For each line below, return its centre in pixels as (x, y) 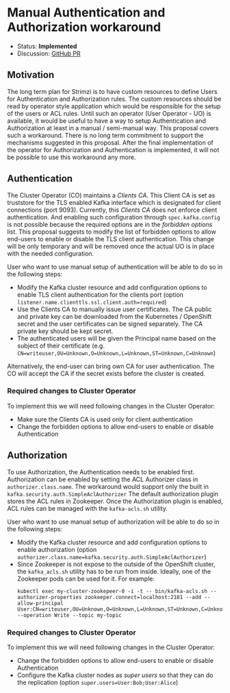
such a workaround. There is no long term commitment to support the (105, 135)
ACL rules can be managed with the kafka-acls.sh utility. (87, 508)
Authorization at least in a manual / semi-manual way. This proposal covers (113, 127)
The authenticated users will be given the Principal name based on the (116, 338)
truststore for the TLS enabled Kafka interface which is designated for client (114, 202)
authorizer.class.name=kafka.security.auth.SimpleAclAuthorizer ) (112, 557)
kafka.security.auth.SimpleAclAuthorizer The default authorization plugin (113, 494)
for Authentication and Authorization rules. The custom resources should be (114, 99)
